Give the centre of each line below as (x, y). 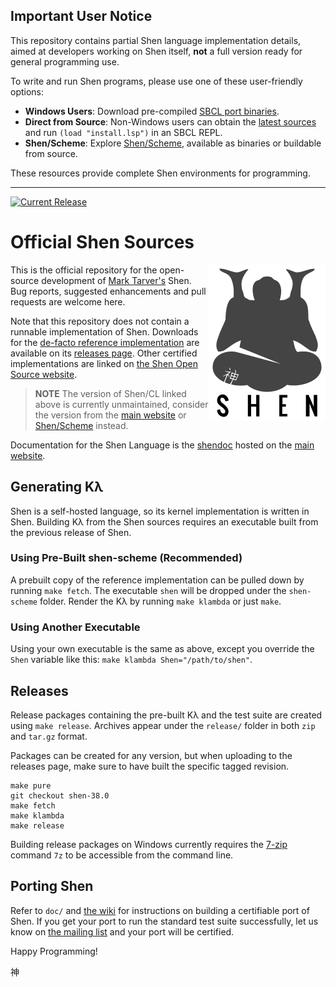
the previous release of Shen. (71, 532)
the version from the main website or (110, 415)
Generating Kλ (57, 487)
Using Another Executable (75, 627)
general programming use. (65, 61)
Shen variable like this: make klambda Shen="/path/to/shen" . (131, 660)
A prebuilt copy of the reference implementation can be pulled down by (157, 580)
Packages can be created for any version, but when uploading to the (151, 755)
